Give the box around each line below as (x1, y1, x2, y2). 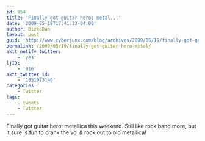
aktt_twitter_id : (6, 71, 51, 78)
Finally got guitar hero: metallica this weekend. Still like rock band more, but (6, 122, 196, 129)
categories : (6, 83, 37, 89)
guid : (6, 37, 20, 43)
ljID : (6, 60, 20, 66)
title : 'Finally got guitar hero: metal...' (6, 15, 121, 21)
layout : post (6, 32, 40, 38)
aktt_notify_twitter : (6, 49, 62, 55)
